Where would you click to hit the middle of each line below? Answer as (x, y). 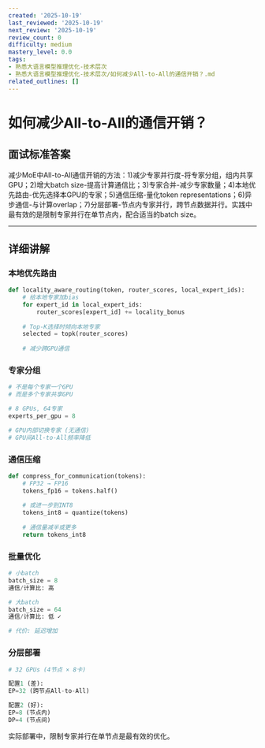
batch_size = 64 (35, 609)
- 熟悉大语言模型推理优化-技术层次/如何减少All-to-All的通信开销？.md (112, 74)
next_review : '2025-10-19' (52, 30)
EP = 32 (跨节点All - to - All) (49, 691)
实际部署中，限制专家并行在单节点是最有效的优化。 (91, 736)
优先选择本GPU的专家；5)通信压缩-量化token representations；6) (138, 195)
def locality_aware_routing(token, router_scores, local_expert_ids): (127, 290)
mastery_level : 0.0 (40, 52)
